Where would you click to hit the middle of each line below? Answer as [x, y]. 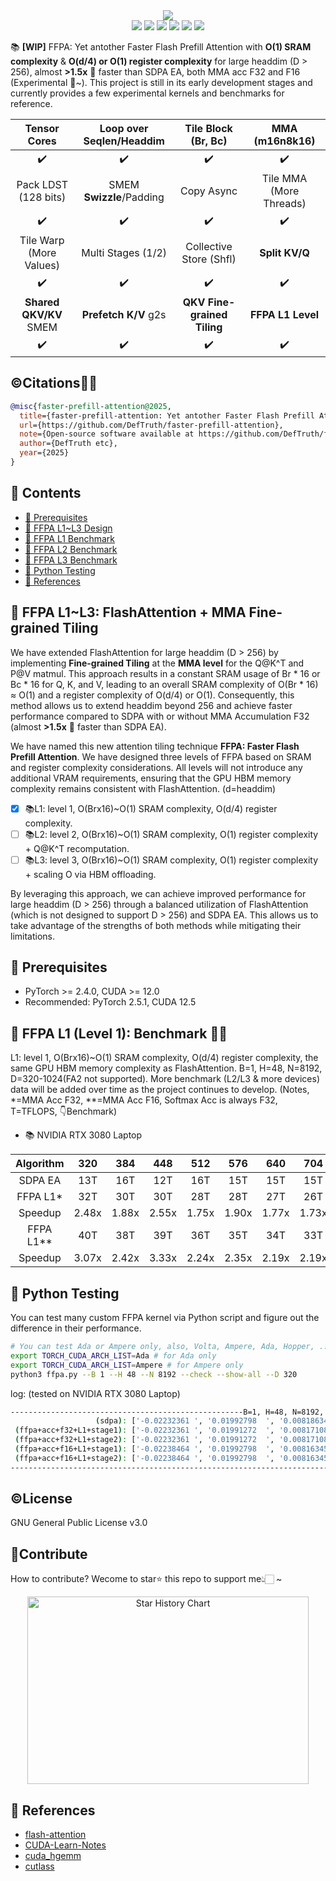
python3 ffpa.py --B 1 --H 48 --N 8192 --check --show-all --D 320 [154, 1374]
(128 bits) [42, 197]
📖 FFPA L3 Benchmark [71, 560]
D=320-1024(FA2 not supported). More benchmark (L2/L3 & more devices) [165, 1079]
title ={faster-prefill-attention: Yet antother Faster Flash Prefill [167, 415]
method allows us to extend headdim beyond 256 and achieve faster [151, 705]
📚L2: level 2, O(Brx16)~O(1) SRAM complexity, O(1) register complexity [171, 834]
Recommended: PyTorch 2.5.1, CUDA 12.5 [110, 1002]
